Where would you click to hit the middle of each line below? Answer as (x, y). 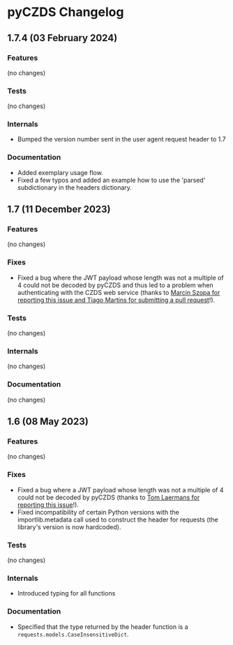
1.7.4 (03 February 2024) (62, 38)
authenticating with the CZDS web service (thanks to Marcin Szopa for (119, 292)
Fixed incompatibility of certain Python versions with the (98, 512)
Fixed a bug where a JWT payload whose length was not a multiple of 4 (120, 490)
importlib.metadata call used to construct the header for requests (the (118, 519)
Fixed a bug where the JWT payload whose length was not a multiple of (121, 278)
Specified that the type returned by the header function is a (103, 627)
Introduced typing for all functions (66, 593)
